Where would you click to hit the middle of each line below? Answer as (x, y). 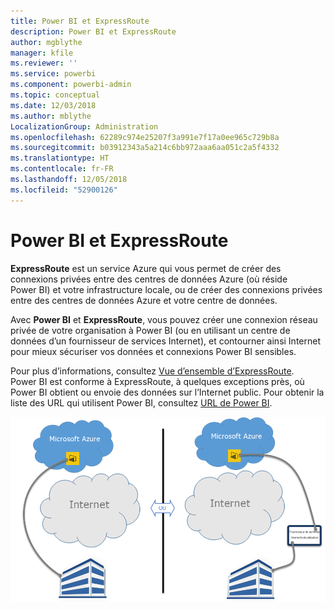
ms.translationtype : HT (60, 158)
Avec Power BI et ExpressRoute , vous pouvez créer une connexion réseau (164, 319)
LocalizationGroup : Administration (84, 126)
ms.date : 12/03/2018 (53, 105)
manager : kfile (42, 53)
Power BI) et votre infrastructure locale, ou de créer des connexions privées (166, 289)
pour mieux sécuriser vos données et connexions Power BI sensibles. (153, 351)
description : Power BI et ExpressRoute (93, 31)
